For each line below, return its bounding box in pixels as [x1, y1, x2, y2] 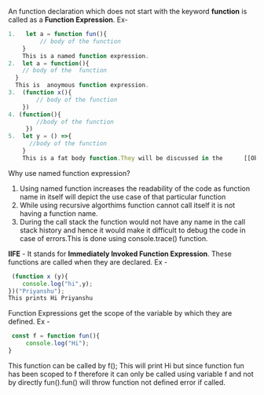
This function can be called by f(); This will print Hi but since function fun [8, 360, 245, 370]
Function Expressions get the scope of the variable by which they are [8, 309, 233, 318]
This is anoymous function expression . [15, 82, 149, 90]
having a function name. [19, 208, 98, 218]
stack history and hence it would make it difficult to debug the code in [19, 225, 246, 235]
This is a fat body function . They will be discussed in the [22, 154, 223, 162]
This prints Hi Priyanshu [8, 294, 93, 302]
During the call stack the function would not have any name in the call [19, 217, 246, 226]
